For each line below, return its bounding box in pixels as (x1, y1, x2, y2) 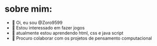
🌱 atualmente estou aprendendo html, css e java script (11, 30, 124, 36)
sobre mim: (4, 3, 53, 15)
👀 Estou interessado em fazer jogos (11, 24, 85, 30)
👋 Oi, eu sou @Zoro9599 (11, 20, 63, 25)
